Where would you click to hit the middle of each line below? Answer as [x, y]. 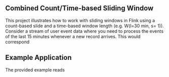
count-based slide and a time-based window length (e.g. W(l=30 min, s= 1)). [84, 26]
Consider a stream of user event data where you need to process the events [84, 31]
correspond [17, 42]
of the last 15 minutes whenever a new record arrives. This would [73, 36]
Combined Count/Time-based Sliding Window [79, 8]
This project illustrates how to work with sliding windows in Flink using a [80, 20]
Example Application [39, 58]
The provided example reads [35, 69]
